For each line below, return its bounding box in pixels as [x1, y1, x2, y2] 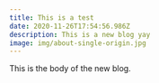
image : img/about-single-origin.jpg [9, 38, 146, 48]
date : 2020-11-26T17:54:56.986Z [9, 22, 130, 31]
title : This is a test [9, 13, 94, 23]
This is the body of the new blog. [9, 63, 132, 74]
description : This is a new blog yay [9, 30, 151, 39]
